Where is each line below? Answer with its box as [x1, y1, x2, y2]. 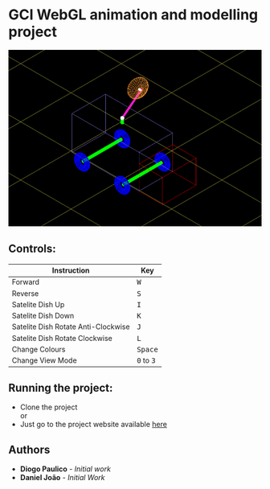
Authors [8, 442, 51, 456]
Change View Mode [11, 355, 78, 365]
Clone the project [19, 402, 78, 412]
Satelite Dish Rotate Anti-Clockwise [11, 322, 130, 331]
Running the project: [8, 380, 113, 395]
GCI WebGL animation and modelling [8, 6, 259, 24]
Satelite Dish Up [11, 299, 65, 309]
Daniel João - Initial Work [19, 473, 105, 483]
